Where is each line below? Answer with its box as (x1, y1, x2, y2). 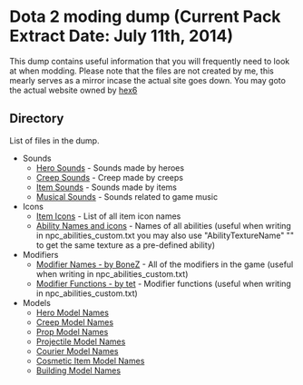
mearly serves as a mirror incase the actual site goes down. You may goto (9, 74, 286, 85)
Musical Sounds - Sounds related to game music (35, 191, 219, 202)
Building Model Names (35, 365, 121, 376)
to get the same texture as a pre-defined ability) (35, 239, 216, 251)
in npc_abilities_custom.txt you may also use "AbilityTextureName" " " (35, 230, 295, 241)
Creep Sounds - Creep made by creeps (35, 172, 184, 183)
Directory (9, 111, 64, 126)
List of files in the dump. (9, 134, 100, 146)
